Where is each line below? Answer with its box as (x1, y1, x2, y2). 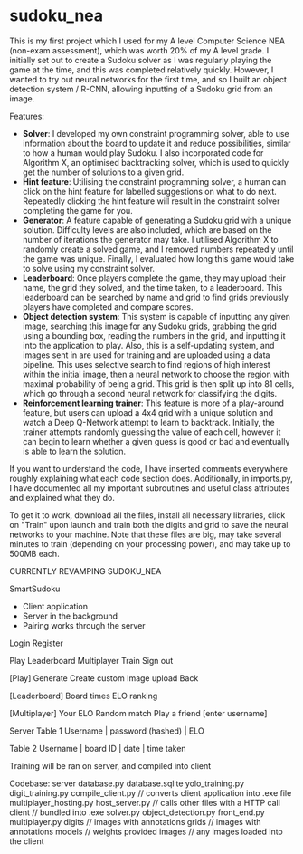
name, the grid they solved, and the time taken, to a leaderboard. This (22, 282, 283, 293)
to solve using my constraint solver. (22, 263, 156, 273)
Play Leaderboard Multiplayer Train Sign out (9, 655, 174, 666)
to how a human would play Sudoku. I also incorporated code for (22, 147, 264, 158)
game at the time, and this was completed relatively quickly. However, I (9, 64, 274, 75)
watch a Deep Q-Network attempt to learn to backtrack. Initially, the (22, 417, 276, 427)
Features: (9, 110, 45, 121)
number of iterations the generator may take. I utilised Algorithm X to (22, 234, 279, 245)
